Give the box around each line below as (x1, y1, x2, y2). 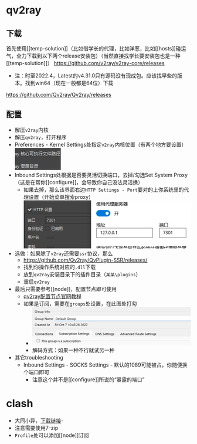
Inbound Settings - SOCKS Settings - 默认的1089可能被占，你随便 (23, 361, 183, 368)
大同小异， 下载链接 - (14, 417, 64, 424)
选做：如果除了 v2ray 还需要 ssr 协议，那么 (14, 250, 113, 257)
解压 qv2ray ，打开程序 (14, 133, 67, 141)
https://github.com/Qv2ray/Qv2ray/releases (6, 91, 111, 98)
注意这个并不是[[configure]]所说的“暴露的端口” (32, 376, 145, 383)
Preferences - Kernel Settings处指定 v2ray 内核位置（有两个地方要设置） (14, 141, 187, 148)
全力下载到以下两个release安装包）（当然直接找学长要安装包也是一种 (16, 52, 181, 59)
